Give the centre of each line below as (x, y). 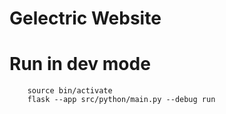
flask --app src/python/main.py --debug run (121, 100)
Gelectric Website (85, 18)
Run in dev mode (80, 64)
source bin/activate (70, 91)
